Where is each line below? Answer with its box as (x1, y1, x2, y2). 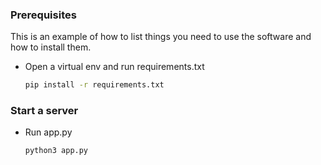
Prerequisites (10, 8, 77, 22)
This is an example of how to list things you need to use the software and (10, 31, 312, 43)
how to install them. (10, 41, 92, 53)
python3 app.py (24, 146, 89, 156)
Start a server (10, 104, 79, 118)
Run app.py (24, 126, 73, 138)
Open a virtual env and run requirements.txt (24, 61, 205, 73)
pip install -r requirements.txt (24, 80, 165, 90)
